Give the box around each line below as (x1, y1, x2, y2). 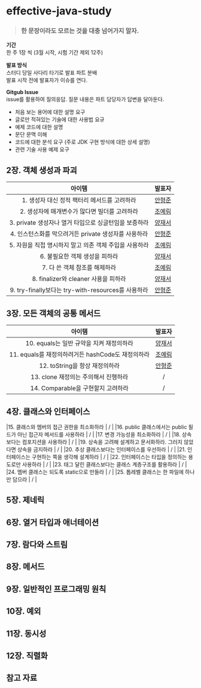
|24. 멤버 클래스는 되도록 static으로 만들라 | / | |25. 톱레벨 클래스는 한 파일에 (6, 468, 184, 475)
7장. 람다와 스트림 (6, 539, 68, 550)
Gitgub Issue (6, 89, 39, 96)
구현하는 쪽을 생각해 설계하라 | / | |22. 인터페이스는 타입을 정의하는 (32, 453, 187, 460)
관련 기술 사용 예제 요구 (14, 146, 70, 153)
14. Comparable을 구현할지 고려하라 (30, 384, 129, 393)
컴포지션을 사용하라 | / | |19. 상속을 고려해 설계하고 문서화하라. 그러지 (22, 438, 182, 445)
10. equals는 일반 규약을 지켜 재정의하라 (25, 339, 133, 348)
